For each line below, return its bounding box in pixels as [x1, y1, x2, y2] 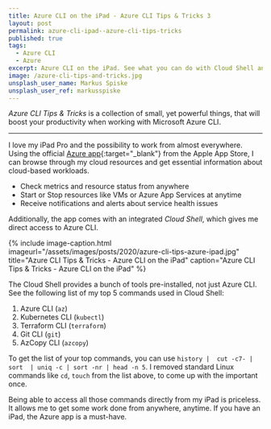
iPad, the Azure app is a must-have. [8, 412, 127, 422]
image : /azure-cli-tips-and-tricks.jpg [8, 72, 143, 80]
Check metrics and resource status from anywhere [19, 182, 190, 192]
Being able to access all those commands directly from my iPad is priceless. [8, 395, 261, 405]
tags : [8, 42, 27, 50]
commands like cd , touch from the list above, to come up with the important [8, 371, 258, 381]
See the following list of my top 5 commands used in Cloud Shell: [8, 288, 224, 298]
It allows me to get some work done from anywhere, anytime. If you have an [8, 403, 261, 413]
